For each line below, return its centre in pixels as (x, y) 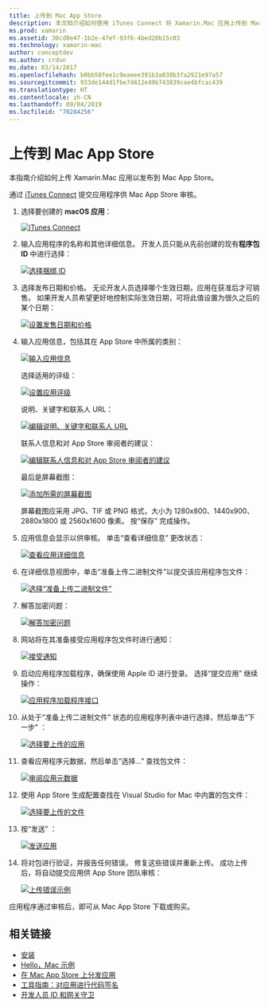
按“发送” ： (39, 828)
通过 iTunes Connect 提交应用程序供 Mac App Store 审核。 (105, 194)
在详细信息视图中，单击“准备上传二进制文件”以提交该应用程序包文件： (135, 572)
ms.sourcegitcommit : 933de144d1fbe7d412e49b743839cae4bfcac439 (116, 82)
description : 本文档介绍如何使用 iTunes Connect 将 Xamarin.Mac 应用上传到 (128, 23)
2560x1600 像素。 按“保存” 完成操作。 (132, 521)
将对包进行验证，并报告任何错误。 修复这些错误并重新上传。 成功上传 (134, 863)
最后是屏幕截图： (49, 477)
